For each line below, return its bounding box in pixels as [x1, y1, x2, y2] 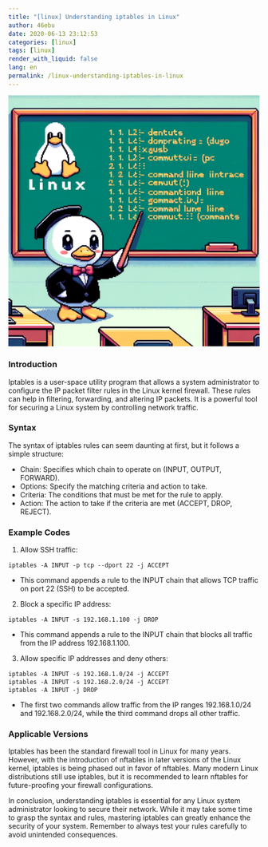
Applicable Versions [8, 729, 89, 740]
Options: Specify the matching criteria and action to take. [19, 481, 208, 491]
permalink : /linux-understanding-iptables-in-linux [8, 72, 183, 80]
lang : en [8, 64, 37, 72]
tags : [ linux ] [8, 46, 56, 55]
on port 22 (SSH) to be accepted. [19, 584, 130, 594]
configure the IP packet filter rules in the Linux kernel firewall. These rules [8, 386, 251, 395]
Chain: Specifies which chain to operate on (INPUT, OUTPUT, [19, 464, 222, 474]
